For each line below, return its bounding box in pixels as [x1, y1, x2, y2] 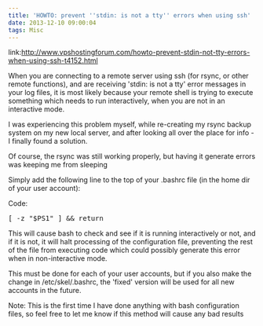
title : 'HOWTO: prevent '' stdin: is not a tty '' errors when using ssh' [8, 11, 251, 20]
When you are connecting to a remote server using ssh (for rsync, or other [8, 71, 249, 81]
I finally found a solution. [8, 137, 88, 146]
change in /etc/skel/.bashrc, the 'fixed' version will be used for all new [8, 277, 235, 287]
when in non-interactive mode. [8, 254, 108, 263]
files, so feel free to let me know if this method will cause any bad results [8, 310, 244, 319]
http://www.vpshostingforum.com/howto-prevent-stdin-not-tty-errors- [20, 48, 250, 57]
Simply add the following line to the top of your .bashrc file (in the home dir [8, 175, 250, 185]
